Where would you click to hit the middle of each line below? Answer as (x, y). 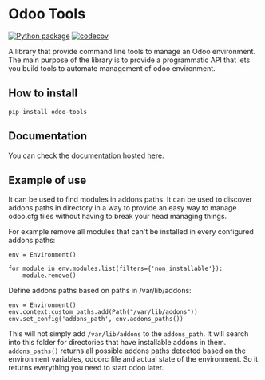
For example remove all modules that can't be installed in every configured (131, 232)
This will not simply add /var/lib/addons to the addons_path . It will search (129, 334)
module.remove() (50, 276)
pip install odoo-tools (48, 112)
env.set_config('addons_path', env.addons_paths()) (96, 319)
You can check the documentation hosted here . (87, 155)
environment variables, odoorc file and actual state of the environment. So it (133, 359)
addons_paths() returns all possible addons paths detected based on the (127, 351)
